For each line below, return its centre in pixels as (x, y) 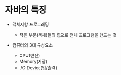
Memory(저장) (33, 61)
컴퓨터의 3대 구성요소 (32, 45)
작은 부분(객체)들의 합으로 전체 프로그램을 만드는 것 (68, 35)
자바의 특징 (26, 10)
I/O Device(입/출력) (38, 67)
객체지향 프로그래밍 (30, 24)
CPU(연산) (30, 55)
